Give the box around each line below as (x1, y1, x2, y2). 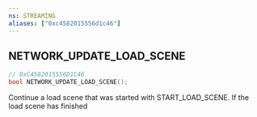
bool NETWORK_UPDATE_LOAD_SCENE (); (8, 78, 128, 86)
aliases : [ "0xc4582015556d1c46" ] (8, 19, 121, 27)
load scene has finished (8, 102, 88, 111)
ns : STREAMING (8, 11, 57, 20)
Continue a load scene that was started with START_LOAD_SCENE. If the (8, 93, 249, 102)
